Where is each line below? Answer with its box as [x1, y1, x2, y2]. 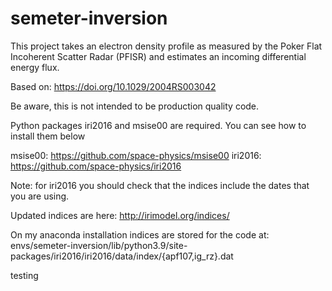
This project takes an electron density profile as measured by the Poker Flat [10, 40, 323, 52]
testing [10, 269, 39, 281]
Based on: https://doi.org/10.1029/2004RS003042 [10, 80, 217, 92]
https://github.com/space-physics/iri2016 [10, 160, 182, 172]
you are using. [10, 190, 70, 202]
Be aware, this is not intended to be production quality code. [10, 100, 260, 112]
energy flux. [10, 61, 60, 73]
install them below [10, 130, 86, 142]
